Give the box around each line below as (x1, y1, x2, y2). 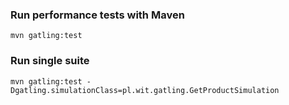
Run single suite (10, 54, 90, 68)
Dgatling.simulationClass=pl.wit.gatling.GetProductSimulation (10, 85, 280, 95)
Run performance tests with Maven (10, 8, 185, 22)
